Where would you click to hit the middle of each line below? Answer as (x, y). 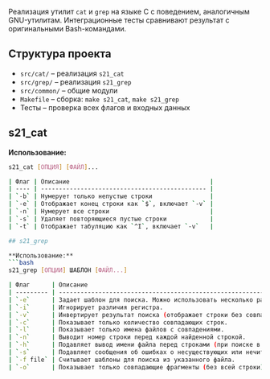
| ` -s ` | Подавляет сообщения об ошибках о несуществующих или (125, 352)
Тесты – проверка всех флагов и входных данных (105, 107)
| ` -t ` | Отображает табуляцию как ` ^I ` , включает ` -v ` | (111, 226)
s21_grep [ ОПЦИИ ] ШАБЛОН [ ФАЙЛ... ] (68, 270)
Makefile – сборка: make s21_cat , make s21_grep (99, 99)
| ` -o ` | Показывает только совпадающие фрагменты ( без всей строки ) (136, 367)
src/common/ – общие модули (69, 90)
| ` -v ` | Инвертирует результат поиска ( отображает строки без (125, 315)
